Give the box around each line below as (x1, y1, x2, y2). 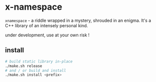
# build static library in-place (5, 59, 73, 64)
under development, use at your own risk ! (5, 32, 90, 38)
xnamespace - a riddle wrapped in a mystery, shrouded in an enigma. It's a (5, 17, 152, 23)
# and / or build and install (5, 68, 67, 73)
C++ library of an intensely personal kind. (5, 22, 88, 28)
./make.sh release (5, 64, 42, 68)
